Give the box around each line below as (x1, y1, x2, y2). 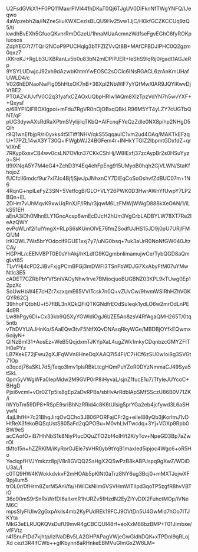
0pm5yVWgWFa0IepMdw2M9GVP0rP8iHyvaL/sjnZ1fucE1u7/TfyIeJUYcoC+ (6, 376, 190, 383)
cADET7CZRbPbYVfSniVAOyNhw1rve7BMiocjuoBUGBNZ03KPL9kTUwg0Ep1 (6, 275, 191, 282)
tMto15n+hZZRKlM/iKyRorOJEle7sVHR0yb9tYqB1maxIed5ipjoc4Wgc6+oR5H (6, 445, 192, 452)
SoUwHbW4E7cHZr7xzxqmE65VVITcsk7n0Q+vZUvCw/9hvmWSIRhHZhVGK (6, 288, 191, 295)
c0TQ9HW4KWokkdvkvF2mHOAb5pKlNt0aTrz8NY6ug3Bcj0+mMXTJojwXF (6, 470, 190, 477)
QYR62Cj (6, 294, 28, 301)
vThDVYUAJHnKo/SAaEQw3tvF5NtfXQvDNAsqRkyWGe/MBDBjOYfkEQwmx (6, 325, 192, 333)
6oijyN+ (6, 332, 25, 339)
